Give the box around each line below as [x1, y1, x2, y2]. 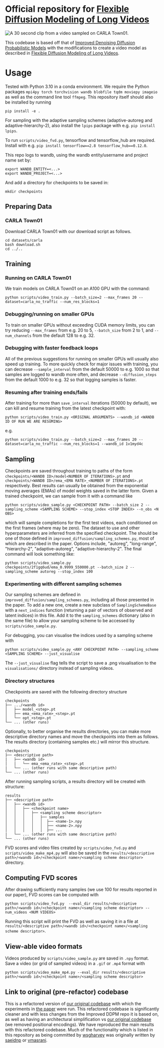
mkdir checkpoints [5, 189, 43, 194]
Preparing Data [5, 202, 52, 211]
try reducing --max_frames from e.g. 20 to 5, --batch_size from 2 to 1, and [5, 327, 153, 333]
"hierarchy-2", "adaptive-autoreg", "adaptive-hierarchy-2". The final [5, 546, 142, 552]
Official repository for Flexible [5, 3, 129, 15]
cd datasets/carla [5, 238, 43, 243]
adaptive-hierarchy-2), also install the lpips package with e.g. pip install [5, 122, 155, 128]
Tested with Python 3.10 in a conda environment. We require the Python [5, 83, 149, 89]
